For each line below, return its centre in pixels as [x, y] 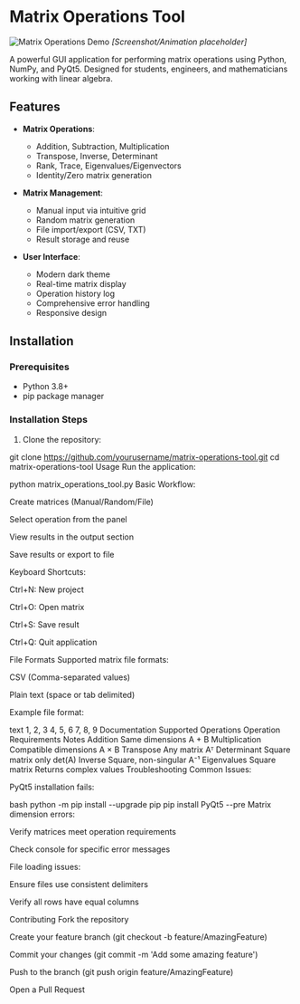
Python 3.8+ [46, 387]
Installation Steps [49, 420]
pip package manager [63, 397]
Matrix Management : [63, 193]
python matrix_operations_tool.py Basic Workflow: [103, 484]
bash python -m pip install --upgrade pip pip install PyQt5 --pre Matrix [141, 804]
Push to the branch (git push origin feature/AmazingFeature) [122, 971]
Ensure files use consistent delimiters [79, 884]
